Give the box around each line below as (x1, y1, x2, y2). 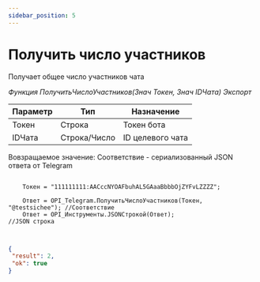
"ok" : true (11, 260, 47, 268)
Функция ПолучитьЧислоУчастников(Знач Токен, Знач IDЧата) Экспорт (8, 87, 252, 96)
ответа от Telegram (8, 160, 73, 170)
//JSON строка (8, 217, 55, 225)
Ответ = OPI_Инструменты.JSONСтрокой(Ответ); (22, 210, 175, 218)
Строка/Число (60, 132, 116, 143)
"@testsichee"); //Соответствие (8, 203, 115, 212)
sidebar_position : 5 (8, 11, 77, 20)
